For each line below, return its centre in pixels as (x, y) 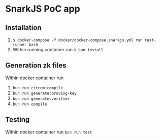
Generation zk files (36, 66)
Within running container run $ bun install (58, 49)
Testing (18, 120)
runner (20, 45)
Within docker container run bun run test (49, 132)
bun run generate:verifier (41, 99)
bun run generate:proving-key (45, 93)
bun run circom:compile (38, 88)
